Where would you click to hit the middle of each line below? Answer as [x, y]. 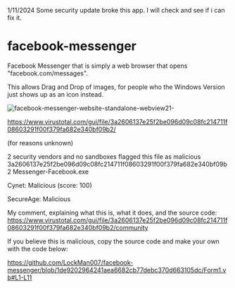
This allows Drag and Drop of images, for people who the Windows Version [116, 87]
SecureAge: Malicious [39, 199]
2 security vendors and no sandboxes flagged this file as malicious [104, 156]
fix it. [15, 18]
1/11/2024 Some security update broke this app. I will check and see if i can [116, 10]
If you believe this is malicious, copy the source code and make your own [114, 241]
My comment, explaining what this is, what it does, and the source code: [112, 212]
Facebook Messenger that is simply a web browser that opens [97, 66]
